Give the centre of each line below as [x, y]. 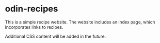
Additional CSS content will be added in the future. [56, 36]
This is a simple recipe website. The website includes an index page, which [80, 22]
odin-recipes [32, 9]
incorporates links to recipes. [34, 27]
